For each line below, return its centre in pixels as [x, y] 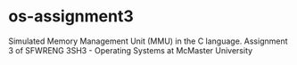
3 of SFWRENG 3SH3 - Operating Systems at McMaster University [131, 50]
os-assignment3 [71, 16]
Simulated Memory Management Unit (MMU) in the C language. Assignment [148, 41]
